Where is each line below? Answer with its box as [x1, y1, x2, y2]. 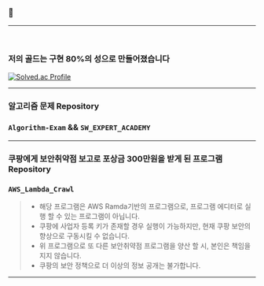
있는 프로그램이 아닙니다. [64, 212, 140, 221]
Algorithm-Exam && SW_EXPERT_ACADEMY [8, 122, 151, 133]
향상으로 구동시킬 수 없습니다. [38, 232, 130, 241]
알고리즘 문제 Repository [8, 100, 100, 111]
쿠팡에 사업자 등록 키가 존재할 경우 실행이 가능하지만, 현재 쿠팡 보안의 [38, 221, 251, 231]
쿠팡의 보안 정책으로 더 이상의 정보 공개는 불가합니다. [38, 261, 201, 270]
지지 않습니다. [38, 251, 82, 261]
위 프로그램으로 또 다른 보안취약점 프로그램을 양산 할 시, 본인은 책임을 [38, 241, 251, 251]
